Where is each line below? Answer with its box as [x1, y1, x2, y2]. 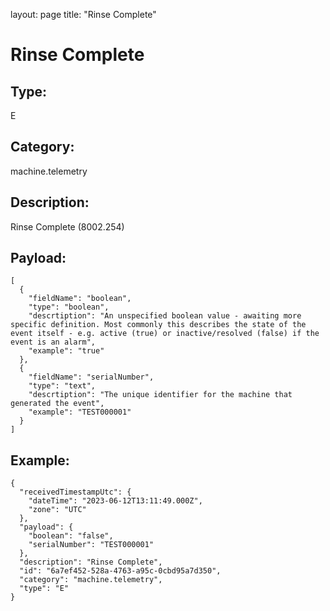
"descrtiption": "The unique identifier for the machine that [28, 390, 293, 400]
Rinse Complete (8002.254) [10, 220, 125, 233]
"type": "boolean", [28, 302, 110, 313]
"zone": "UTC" [28, 505, 87, 515]
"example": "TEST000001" [28, 407, 132, 418]
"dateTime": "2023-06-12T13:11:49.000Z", [28, 496, 203, 506]
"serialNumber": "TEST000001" [28, 540, 155, 550]
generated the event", [10, 399, 105, 409]
